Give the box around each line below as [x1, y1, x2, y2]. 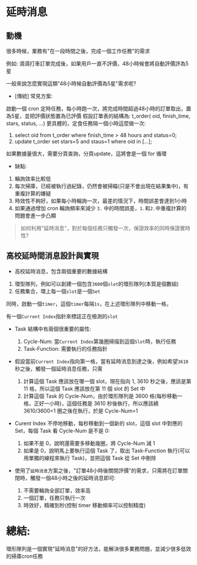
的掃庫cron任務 [6, 553, 43, 560]
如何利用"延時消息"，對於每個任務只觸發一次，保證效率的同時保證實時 [20, 225, 191, 231]
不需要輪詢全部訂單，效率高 [23, 486, 91, 494]
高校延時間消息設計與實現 [6, 251, 99, 261]
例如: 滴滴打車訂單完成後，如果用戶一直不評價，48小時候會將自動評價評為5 [6, 60, 189, 67]
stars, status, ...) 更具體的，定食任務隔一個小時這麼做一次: [6, 120, 146, 127]
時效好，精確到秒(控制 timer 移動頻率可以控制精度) [23, 501, 146, 508]
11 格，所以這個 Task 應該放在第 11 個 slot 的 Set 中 [23, 385, 146, 392]
